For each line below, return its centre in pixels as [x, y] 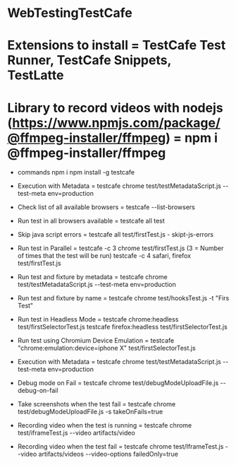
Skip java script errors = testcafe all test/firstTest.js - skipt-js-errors [115, 235]
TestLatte [36, 75]
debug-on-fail [38, 391]
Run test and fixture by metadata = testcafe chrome [92, 277]
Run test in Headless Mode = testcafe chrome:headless [98, 319]
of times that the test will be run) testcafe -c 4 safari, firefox [104, 256]
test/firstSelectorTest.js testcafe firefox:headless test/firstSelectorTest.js [122, 327]
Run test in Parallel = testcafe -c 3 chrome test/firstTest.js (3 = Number [120, 248]
